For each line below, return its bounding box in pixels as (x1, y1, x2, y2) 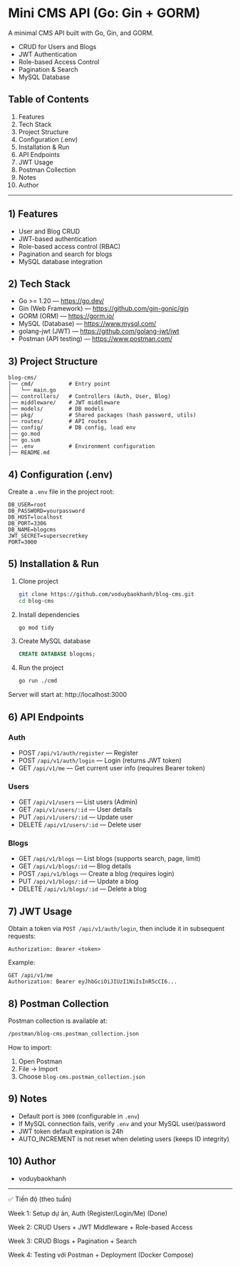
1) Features (8, 208, 58, 220)
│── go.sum (8, 437, 41, 444)
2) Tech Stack (8, 277, 71, 290)
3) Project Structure (8, 355, 98, 367)
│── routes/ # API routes (8, 418, 108, 425)
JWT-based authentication (18, 234, 97, 243)
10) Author (8, 1155, 56, 1168)
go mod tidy (18, 624, 54, 631)
